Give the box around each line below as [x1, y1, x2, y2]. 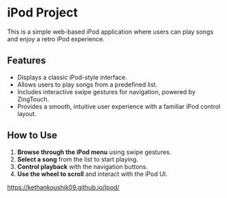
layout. [17, 109, 36, 118]
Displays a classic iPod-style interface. [17, 73, 127, 81]
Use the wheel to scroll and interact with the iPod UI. [17, 170, 168, 178]
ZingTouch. [17, 95, 50, 103]
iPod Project [7, 5, 78, 21]
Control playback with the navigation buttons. [17, 162, 148, 170]
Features [7, 55, 46, 67]
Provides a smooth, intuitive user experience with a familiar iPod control [17, 102, 221, 111]
